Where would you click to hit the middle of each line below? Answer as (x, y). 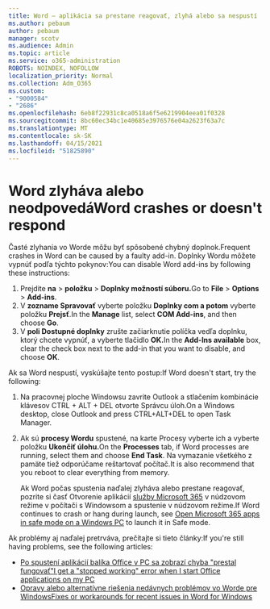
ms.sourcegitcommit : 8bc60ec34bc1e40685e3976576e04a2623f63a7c (117, 121)
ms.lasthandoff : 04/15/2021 (56, 143)
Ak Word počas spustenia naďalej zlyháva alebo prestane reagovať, (132, 488)
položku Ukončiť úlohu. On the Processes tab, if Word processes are (135, 447)
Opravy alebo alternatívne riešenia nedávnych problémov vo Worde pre (139, 588)
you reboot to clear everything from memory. (95, 473)
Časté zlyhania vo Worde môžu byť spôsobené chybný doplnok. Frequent (129, 248)
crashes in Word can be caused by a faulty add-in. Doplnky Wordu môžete (132, 256)
